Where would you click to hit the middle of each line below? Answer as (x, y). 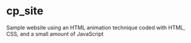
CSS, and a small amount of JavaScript (55, 33)
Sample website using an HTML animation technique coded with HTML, (96, 27)
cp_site (25, 11)
